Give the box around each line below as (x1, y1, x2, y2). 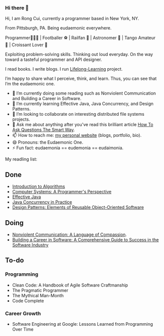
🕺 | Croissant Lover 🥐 (5, 42, 48, 48)
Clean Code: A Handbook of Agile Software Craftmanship (12, 282, 128, 288)
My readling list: (5, 156, 38, 162)
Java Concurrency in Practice (12, 199, 72, 205)
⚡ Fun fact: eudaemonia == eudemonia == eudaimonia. (12, 145, 124, 151)
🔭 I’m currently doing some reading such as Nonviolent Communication (12, 90, 156, 96)
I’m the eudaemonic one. (5, 81, 55, 87)
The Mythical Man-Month (12, 292, 64, 298)
